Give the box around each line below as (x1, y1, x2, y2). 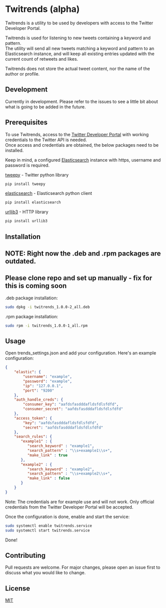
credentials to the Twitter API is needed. (5, 137, 87, 143)
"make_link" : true (27, 452, 68, 458)
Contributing (5, 551, 46, 560)
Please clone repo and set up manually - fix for (5, 274, 153, 282)
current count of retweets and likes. (5, 56, 79, 62)
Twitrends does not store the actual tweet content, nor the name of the (5, 66, 150, 72)
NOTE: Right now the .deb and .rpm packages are (5, 249, 161, 258)
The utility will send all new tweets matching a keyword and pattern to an (5, 45, 155, 51)
